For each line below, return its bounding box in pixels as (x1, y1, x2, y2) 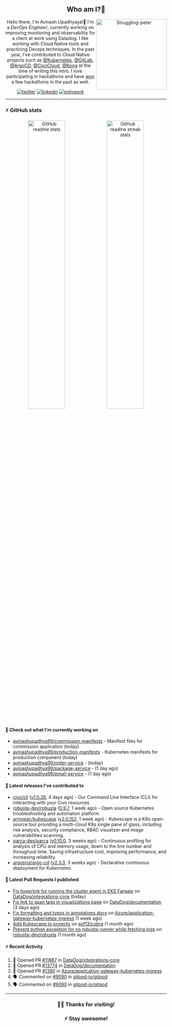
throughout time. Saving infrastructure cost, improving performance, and (12, 848, 166, 855)
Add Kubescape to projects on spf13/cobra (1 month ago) (12, 920, 134, 926)
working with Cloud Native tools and (12, 41, 89, 47)
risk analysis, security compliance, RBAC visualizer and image (12, 826, 144, 833)
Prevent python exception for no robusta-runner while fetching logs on (12, 926, 162, 932)
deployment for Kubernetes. (12, 865, 72, 871)
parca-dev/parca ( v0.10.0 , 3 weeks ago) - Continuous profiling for (12, 837, 152, 844)
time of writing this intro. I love (18, 68, 83, 74)
